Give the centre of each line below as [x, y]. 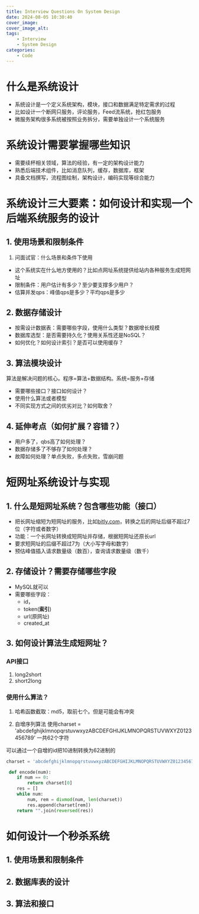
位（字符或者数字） [38, 529]
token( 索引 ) [37, 609]
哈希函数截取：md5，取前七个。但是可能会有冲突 [74, 711]
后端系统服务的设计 [53, 218]
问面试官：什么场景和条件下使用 [53, 257]
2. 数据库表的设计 [38, 882]
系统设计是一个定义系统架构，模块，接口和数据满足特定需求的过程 [95, 104]
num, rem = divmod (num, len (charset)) [75, 799]
